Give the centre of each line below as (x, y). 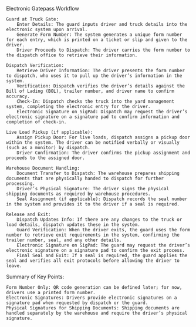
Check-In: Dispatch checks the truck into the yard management (96, 102)
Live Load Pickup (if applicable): (50, 132)
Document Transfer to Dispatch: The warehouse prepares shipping (98, 173)
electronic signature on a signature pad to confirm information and (93, 117)
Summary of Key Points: (35, 277)
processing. (21, 184)
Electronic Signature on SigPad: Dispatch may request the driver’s (102, 112)
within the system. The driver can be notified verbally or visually (93, 143)
